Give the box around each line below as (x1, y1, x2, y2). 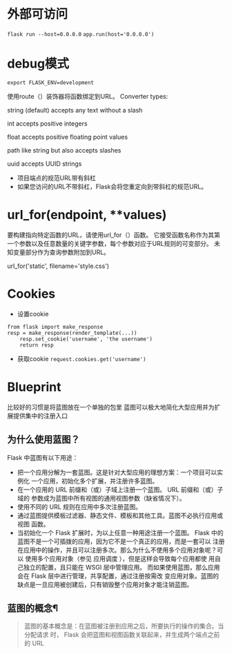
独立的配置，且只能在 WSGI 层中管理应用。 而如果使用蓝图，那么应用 (23, 563, 220, 571)
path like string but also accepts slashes (7, 146, 122, 154)
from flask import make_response (7, 323, 104, 330)
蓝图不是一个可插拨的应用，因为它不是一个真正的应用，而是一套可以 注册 (17, 537, 225, 546)
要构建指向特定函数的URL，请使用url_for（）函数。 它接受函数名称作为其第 (7, 231, 221, 239)
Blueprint (7, 379, 61, 394)
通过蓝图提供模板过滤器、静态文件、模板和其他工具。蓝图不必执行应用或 (17, 511, 223, 519)
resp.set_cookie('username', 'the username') (19, 336, 153, 343)
